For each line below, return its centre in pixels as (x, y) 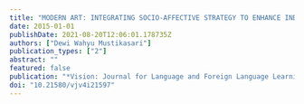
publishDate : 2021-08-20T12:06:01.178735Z (90, 34)
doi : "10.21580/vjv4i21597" (62, 85)
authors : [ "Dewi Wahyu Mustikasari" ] (81, 43)
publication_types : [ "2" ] (58, 52)
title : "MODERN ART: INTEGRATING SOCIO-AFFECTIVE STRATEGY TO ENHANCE (145, 18)
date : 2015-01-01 (42, 26)
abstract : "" (34, 60)
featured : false (40, 69)
